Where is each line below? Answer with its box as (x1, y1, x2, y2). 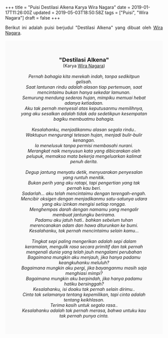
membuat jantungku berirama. (52, 212, 116, 217)
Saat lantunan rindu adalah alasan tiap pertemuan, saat (25, 84, 142, 90)
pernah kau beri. (66, 185, 101, 191)
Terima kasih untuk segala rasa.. (50, 302, 118, 308)
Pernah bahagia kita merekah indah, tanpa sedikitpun (28, 74, 140, 79)
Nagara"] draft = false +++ (5, 15, 60, 21)
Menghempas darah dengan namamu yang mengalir (29, 206, 139, 212)
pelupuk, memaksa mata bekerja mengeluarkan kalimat (26, 153, 142, 159)
